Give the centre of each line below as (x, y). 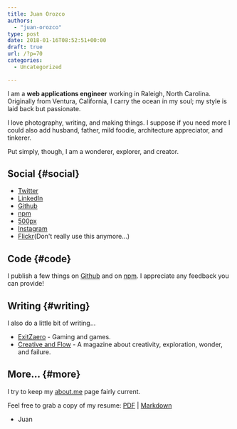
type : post (23, 34)
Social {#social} (43, 174)
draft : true (25, 47)
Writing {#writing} (49, 306)
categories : (25, 61)
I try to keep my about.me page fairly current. (74, 391)
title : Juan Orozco (36, 14)
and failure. (34, 352)
